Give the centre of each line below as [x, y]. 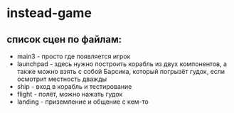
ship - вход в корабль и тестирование [74, 86]
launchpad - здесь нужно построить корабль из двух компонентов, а [122, 64]
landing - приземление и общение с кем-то [83, 102]
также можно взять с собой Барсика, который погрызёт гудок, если [121, 71]
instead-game [49, 13]
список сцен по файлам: [64, 39]
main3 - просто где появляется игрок [74, 56]
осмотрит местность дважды [62, 79]
